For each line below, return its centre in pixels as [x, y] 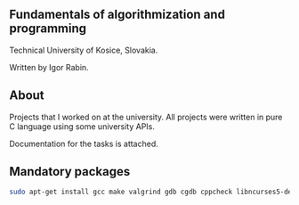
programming [48, 29]
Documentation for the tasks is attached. [84, 143]
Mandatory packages [70, 172]
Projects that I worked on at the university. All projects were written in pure [146, 117]
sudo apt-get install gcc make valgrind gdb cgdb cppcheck [121, 192]
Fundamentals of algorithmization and [117, 15]
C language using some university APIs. [82, 126]
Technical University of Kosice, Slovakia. [84, 50]
